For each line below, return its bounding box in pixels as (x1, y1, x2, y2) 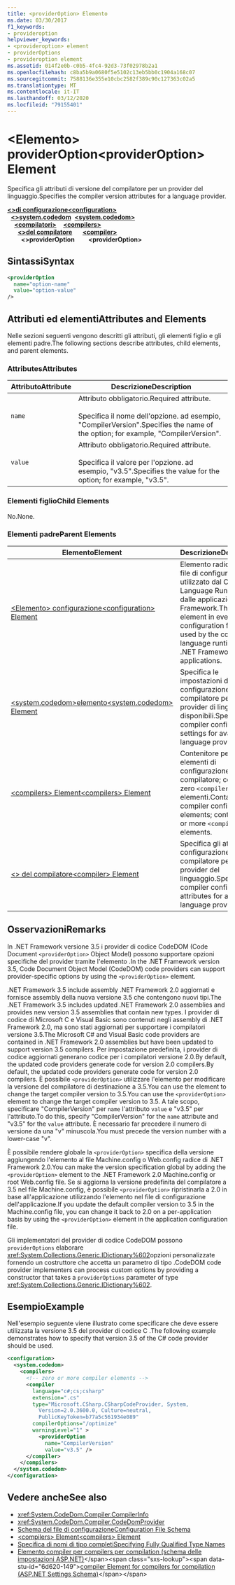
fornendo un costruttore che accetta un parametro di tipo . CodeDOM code (7, 1258, 222, 1266)
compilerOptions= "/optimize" (32, 1420, 117, 1427)
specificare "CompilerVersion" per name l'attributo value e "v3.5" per (7, 1104, 204, 1113)
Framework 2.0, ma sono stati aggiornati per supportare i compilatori (7, 1023, 206, 1031)
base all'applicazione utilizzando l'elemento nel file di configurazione (7, 1192, 206, 1201)
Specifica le (180, 666, 219, 676)
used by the (180, 629, 219, 639)
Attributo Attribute (10, 382, 72, 392)
